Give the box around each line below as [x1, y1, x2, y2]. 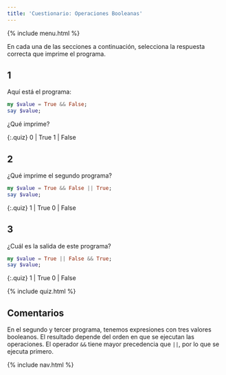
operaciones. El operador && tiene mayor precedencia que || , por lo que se [7, 340, 220, 348]
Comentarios [7, 307, 65, 319]
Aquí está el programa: [7, 87, 72, 96]
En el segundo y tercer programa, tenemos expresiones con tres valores [7, 325, 212, 334]
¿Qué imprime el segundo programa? [7, 171, 112, 180]
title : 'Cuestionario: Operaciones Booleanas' [7, 10, 143, 17]
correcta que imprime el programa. [7, 50, 106, 58]
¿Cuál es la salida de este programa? [7, 242, 111, 250]
